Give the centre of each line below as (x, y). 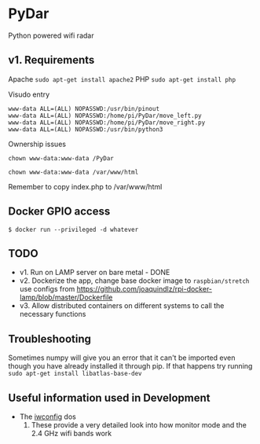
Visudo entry (29, 94)
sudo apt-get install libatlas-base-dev (75, 374)
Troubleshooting (50, 339)
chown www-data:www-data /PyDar (61, 158)
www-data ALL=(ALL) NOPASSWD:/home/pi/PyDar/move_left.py (105, 116)
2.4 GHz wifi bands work (71, 433)
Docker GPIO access (59, 212)
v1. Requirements (51, 60)
